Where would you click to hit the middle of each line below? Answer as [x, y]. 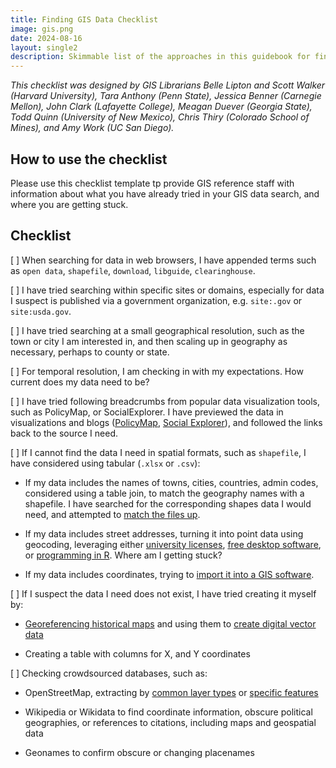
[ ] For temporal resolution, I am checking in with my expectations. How [157, 371]
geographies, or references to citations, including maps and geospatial [170, 722]
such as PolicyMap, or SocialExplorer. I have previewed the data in [147, 412]
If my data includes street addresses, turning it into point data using [164, 533]
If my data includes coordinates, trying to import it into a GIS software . [169, 574]
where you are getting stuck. [69, 204]
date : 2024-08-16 [46, 38]
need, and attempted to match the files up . [112, 514]
